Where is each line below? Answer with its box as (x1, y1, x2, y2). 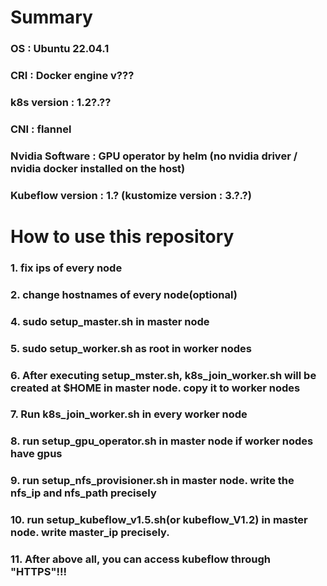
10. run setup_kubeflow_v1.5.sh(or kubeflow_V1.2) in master (10, 513, 308, 527)
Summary (10, 6, 93, 29)
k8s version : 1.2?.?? (10, 95, 112, 109)
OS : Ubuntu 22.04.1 (10, 42, 110, 56)
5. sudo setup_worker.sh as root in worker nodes (10, 341, 252, 355)
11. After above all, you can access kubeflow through (10, 552, 272, 566)
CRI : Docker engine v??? (10, 69, 135, 83)
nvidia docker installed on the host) (10, 161, 186, 175)
